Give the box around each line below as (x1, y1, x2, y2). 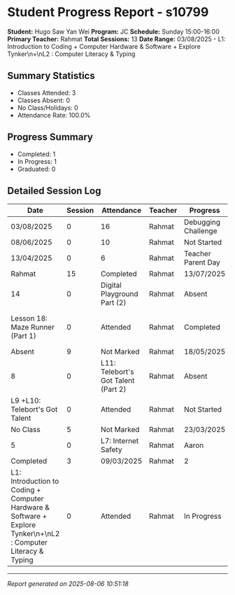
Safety (100, 445, 122, 455)
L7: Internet (100, 436, 139, 446)
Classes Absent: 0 (17, 96, 70, 104)
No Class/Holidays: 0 (17, 103, 78, 112)
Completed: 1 (17, 150, 56, 158)
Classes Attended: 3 (17, 88, 76, 97)
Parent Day (184, 258, 220, 267)
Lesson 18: (10, 314, 48, 323)
